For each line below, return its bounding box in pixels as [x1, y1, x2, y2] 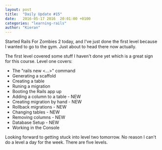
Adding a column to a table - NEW [12, 94, 81, 100]
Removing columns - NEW [12, 114, 66, 120]
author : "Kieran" [5, 25, 41, 30]
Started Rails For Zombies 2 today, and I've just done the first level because [5, 38, 158, 44]
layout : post [5, 7, 32, 12]
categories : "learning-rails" [5, 20, 67, 26]
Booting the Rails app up [12, 89, 62, 94]
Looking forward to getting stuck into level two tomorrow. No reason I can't [5, 134, 157, 140]
